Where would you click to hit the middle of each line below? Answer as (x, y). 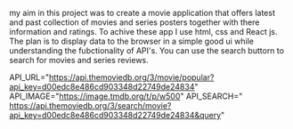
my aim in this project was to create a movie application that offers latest (142, 13)
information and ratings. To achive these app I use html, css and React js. (143, 32)
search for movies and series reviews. (79, 60)
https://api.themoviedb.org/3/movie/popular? (131, 77)
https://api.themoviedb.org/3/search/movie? (90, 105)
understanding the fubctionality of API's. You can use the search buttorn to (147, 51)
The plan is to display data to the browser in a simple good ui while (131, 41)
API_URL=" (29, 77)
